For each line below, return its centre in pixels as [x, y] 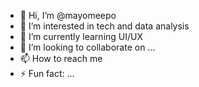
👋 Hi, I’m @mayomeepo [68, 15]
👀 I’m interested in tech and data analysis [104, 26]
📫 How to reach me [61, 58]
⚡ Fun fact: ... [47, 73]
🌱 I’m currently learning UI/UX [81, 36]
